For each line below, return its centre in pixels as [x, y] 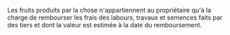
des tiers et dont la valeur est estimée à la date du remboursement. [105, 25]
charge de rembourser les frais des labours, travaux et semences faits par [115, 17]
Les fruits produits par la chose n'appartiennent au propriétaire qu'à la [109, 10]
